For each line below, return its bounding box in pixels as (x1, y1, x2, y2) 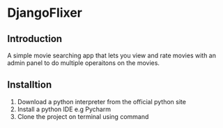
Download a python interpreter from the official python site (17, 97, 187, 106)
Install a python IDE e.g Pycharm (17, 105, 111, 113)
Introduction (7, 33, 63, 45)
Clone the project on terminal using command (17, 112, 149, 120)
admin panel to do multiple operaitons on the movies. (7, 59, 160, 67)
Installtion (7, 79, 52, 91)
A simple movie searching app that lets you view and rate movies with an (7, 51, 216, 59)
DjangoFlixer (7, 5, 82, 21)
